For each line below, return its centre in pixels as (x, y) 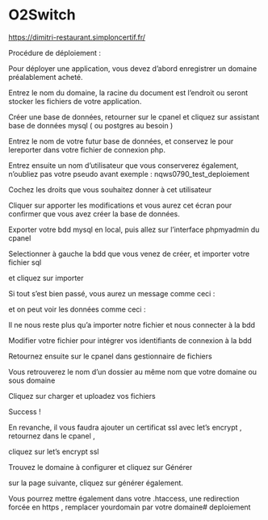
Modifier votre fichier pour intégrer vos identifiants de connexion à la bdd (130, 340)
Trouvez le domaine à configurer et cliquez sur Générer (100, 467)
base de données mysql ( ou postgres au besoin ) (91, 125)
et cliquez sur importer (46, 278)
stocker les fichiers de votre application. (75, 101)
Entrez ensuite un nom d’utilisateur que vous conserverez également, (124, 165)
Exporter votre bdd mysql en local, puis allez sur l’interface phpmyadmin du (134, 229)
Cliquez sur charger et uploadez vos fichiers (82, 396)
